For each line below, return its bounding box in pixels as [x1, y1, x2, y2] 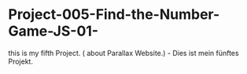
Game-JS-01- [8, 22, 99, 40]
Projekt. [8, 57, 34, 66]
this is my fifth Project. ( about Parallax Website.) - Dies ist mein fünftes [8, 48, 239, 57]
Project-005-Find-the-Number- [8, 6, 220, 24]
